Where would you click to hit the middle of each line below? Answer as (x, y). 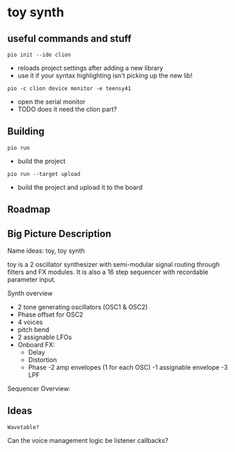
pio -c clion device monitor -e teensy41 (69, 89)
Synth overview (30, 293)
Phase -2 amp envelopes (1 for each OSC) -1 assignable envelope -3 (128, 368)
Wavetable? (23, 427)
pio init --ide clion (39, 55)
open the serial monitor (52, 101)
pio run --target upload (44, 174)
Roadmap (29, 210)
